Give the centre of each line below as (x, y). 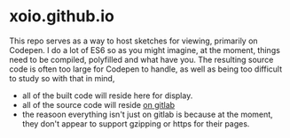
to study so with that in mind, (62, 78)
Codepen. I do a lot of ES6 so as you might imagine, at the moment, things (145, 50)
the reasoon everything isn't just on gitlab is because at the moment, (147, 114)
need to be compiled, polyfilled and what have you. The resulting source (141, 59)
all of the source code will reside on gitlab (98, 104)
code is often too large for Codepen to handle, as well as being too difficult (145, 69)
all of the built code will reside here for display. (107, 96)
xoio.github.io (62, 16)
